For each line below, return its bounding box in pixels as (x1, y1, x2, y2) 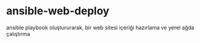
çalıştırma (6, 30, 30, 37)
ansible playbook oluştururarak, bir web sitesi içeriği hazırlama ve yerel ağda (6, 24, 195, 31)
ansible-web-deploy (6, 4, 109, 18)
